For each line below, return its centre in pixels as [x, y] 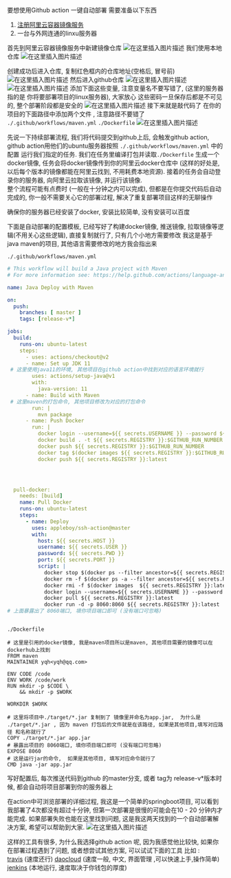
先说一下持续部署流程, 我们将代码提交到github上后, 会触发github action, [108, 137]
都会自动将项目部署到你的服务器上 [65, 787]
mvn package [55, 414]
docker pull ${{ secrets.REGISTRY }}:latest [109, 598]
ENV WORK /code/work [37, 680]
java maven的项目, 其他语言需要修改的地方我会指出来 [82, 244]
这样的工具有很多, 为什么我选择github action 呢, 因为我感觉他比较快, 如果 [110, 842]
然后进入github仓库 [97, 80]
